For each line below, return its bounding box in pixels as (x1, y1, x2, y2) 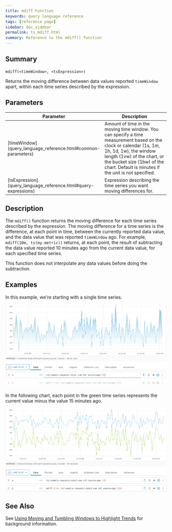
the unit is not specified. (104, 169, 155, 176)
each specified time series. (5, 250, 62, 256)
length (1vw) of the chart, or (104, 154, 164, 160)
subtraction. (5, 265, 31, 271)
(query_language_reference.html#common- (7, 145, 101, 151)
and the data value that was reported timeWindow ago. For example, (5, 233, 147, 240)
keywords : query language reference (5, 13, 83, 19)
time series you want (104, 182, 148, 188)
